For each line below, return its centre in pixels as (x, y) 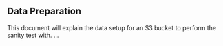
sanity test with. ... (33, 35)
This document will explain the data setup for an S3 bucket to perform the (112, 27)
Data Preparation (44, 11)
